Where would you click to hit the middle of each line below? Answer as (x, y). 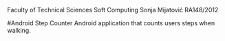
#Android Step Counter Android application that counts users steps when (111, 23)
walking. (19, 30)
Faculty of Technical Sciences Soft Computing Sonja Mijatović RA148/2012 (113, 10)
